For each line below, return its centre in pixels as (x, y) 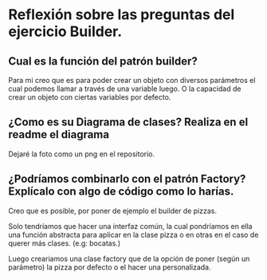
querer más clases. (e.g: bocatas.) (65, 243)
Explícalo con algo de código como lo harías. (121, 192)
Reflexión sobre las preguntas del (122, 15)
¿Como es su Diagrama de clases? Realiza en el (128, 122)
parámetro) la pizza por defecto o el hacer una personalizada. (110, 267)
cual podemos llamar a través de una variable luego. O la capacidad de (125, 89)
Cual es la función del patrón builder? (103, 61)
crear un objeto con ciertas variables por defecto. (90, 97)
